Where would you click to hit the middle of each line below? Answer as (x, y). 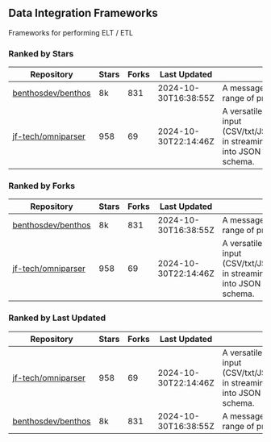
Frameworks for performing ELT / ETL (71, 32)
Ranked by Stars (41, 53)
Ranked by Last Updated (57, 318)
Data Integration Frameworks (83, 13)
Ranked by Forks (42, 186)
